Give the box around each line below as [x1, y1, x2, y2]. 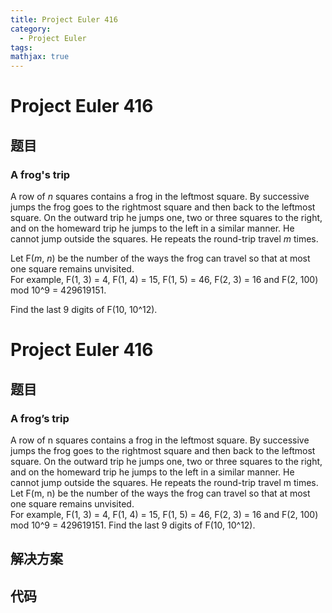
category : [10, 24, 52, 34]
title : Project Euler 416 [10, 14, 118, 25]
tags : [10, 42, 33, 53]
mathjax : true [10, 52, 70, 62]
